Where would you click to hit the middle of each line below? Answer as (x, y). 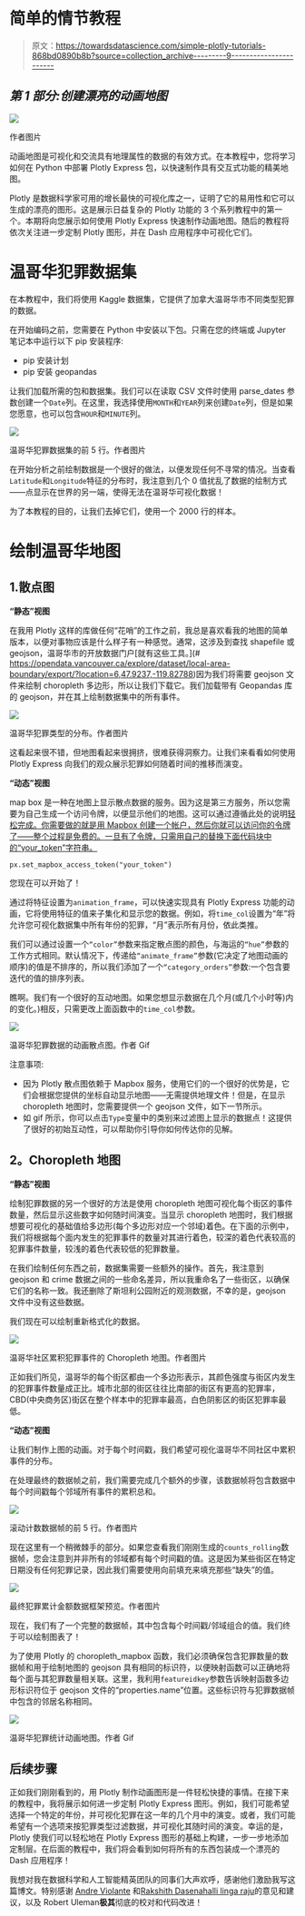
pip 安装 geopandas (60, 371)
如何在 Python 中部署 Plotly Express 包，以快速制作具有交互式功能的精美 (145, 167)
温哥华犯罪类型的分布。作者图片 (69, 732)
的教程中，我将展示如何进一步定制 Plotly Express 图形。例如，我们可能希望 (150, 1803)
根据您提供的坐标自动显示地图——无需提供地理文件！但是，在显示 (162, 1095)
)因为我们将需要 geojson (238, 673)
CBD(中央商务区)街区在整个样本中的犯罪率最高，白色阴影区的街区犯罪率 (144, 1400)
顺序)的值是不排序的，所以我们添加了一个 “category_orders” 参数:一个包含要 (150, 967)
